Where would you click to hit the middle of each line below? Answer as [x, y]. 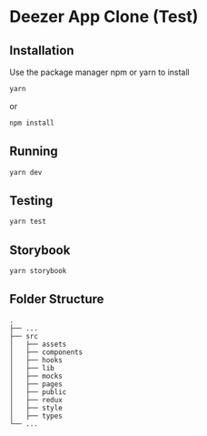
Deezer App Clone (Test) [104, 17]
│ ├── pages [36, 384]
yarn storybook [38, 270]
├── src [24, 336]
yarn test [28, 222]
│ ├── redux [36, 400]
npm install [32, 123]
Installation [42, 51]
